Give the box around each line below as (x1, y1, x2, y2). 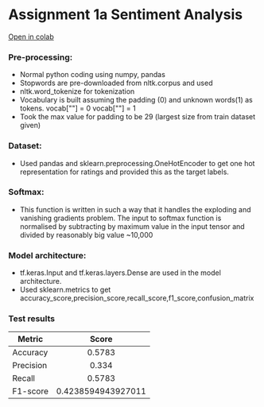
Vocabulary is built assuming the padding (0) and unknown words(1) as (19, 95, 253, 105)
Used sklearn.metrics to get (19, 285, 111, 295)
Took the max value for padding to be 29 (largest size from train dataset (19, 112, 256, 122)
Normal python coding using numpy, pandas (19, 70, 165, 79)
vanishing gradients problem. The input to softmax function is (19, 213, 222, 223)
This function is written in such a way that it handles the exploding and (19, 204, 251, 214)
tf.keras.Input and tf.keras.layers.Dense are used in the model (19, 268, 221, 277)
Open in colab (8, 32, 54, 41)
